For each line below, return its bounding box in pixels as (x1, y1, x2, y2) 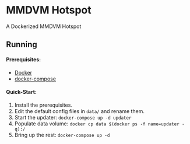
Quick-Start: (6, 89, 37, 96)
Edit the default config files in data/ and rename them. (14, 107, 145, 114)
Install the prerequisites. (14, 101, 73, 108)
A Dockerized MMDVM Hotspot (6, 23, 82, 30)
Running (6, 40, 38, 50)
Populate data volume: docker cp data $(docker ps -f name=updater (14, 120, 180, 127)
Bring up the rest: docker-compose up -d (14, 131, 110, 138)
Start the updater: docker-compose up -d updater (14, 114, 132, 121)
